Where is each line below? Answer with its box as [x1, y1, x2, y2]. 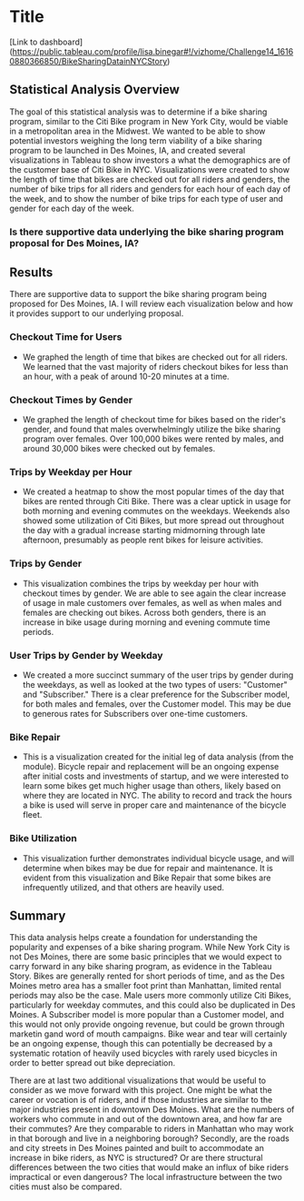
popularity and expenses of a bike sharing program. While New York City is [9, 942, 290, 953]
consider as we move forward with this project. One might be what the [9, 1085, 272, 1096]
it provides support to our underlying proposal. [9, 308, 184, 319]
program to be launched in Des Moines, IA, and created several [9, 144, 246, 155]
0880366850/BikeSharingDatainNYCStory [9, 55, 168, 66]
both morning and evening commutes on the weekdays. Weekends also [22, 506, 290, 517]
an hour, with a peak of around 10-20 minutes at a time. [22, 371, 230, 382]
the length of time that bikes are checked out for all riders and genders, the [9, 174, 290, 184]
